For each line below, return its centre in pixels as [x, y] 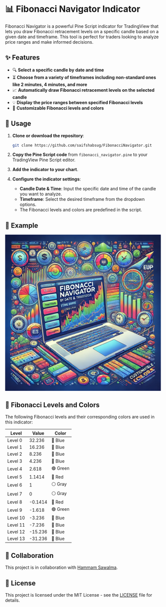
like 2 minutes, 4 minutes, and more [50, 84]
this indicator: [19, 422]
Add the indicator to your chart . [45, 170]
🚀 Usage [18, 124]
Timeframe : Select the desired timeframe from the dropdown [82, 199]
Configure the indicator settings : [46, 179]
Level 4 [15, 469]
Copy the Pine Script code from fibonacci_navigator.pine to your [80, 155]
